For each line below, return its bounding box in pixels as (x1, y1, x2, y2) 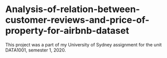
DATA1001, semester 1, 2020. (5, 47, 66, 53)
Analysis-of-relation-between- (5, 4, 140, 15)
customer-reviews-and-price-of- (5, 14, 150, 26)
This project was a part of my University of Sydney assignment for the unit (5, 41, 162, 47)
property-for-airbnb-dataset (5, 25, 129, 36)
